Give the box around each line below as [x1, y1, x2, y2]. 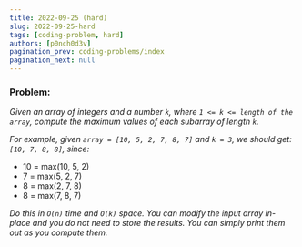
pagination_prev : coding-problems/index [9, 47, 166, 57]
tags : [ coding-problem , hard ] [9, 30, 125, 39]
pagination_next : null [9, 56, 96, 65]
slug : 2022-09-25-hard [9, 22, 96, 31]
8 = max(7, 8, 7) [22, 190, 82, 201]
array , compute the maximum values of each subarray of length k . [9, 116, 259, 128]
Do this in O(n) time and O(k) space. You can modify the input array [9, 208, 264, 219]
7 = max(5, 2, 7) [22, 170, 83, 182]
